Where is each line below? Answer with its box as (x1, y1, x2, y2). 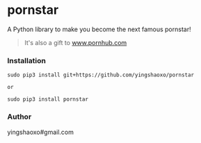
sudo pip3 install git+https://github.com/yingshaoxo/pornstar (7, 71, 195, 78)
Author (7, 112, 32, 121)
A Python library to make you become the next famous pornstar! (7, 25, 191, 33)
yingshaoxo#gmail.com (7, 128, 74, 136)
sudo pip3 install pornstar (7, 96, 89, 103)
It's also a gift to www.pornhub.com (24, 38, 127, 47)
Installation (7, 56, 47, 65)
